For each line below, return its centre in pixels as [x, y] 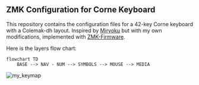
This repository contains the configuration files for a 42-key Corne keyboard [100, 24]
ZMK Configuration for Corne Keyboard [81, 10]
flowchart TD [22, 59]
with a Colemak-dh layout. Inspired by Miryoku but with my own [84, 30]
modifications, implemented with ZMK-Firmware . [66, 37]
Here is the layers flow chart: [42, 48]
